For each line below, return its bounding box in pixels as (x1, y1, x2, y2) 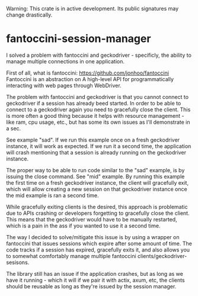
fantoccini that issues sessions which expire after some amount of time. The (6, 240, 193, 247)
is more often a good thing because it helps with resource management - (6, 112, 184, 119)
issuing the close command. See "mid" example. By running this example (6, 173, 185, 180)
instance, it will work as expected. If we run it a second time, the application (6, 142, 191, 150)
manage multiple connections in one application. (6, 57, 124, 65)
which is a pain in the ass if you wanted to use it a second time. (6, 222, 161, 229)
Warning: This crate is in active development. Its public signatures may (6, 5, 179, 12)
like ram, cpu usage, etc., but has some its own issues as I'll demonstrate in (6, 118, 190, 126)
